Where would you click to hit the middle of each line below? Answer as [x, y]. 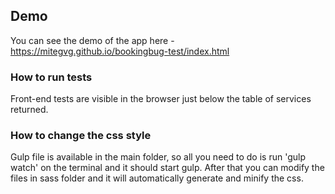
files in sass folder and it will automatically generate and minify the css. [157, 178]
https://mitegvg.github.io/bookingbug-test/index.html [120, 51]
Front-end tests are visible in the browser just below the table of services [161, 99]
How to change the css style [81, 136]
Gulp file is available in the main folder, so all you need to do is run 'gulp [158, 157]
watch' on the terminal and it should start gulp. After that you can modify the [167, 168]
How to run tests [51, 77]
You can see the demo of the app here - [92, 40]
